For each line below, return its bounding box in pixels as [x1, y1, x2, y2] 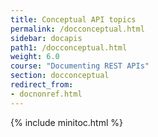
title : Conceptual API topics [10, 14, 137, 25]
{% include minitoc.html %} [10, 116, 124, 128]
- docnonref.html [10, 89, 83, 99]
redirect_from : [10, 80, 74, 90]
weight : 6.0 [10, 52, 60, 62]
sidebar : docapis [10, 33, 83, 43]
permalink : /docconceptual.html [10, 24, 145, 34]
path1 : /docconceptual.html [10, 42, 128, 53]
